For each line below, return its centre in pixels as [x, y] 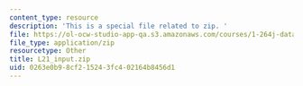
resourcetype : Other [48, 51]
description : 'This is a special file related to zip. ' [119, 26]
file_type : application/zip [62, 43]
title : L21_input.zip [50, 59]
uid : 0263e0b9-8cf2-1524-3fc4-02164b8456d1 [92, 68]
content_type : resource [54, 17]
